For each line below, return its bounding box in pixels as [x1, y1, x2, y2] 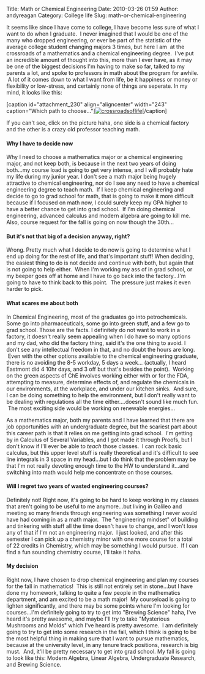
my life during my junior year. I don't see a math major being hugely [6, 173, 176, 180]
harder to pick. [6, 285, 43, 293]
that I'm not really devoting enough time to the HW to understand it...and [6, 462, 189, 469]
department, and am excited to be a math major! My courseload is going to [6, 595, 196, 603]
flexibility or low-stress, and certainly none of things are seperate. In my [6, 82, 188, 90]
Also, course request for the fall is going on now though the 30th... [6, 219, 174, 226]
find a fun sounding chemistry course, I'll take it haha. [6, 548, 142, 556]
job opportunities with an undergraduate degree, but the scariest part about [6, 423, 198, 430]
